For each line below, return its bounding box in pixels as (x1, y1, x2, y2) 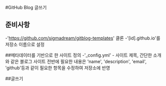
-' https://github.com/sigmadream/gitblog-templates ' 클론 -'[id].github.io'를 (5, 35, 160, 41)
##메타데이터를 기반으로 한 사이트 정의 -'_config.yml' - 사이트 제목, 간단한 (5, 52, 152, 58)
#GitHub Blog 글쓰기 (5, 5, 47, 10)
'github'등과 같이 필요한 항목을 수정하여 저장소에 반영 (5, 65, 110, 71)
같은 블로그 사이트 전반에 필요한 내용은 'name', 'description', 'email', (10, 58, 147, 64)
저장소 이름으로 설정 (5, 41, 45, 47)
